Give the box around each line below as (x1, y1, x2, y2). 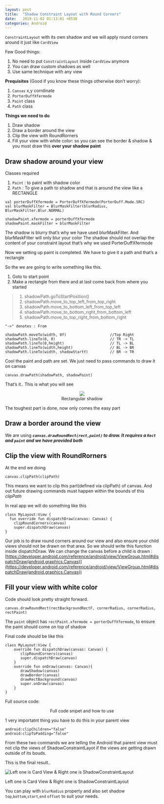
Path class (12, 103, 33, 109)
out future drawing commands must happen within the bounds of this (5, 488, 144, 494)
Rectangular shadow (61, 396, 103, 402)
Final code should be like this (5, 633, 63, 639)
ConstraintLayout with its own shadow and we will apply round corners (5, 34, 148, 40)
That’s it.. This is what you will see (5, 381, 74, 387)
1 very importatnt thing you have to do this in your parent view (5, 717, 130, 723)
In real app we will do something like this (5, 503, 87, 508)
